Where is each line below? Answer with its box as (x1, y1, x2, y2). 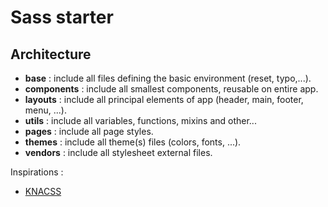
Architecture (10, 46, 92, 63)
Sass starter (10, 6, 114, 29)
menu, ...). (24, 104, 67, 116)
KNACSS (24, 186, 62, 197)
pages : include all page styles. (24, 126, 154, 137)
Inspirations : (10, 166, 64, 178)
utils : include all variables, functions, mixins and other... (24, 115, 257, 126)
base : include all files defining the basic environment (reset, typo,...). (24, 72, 312, 84)
